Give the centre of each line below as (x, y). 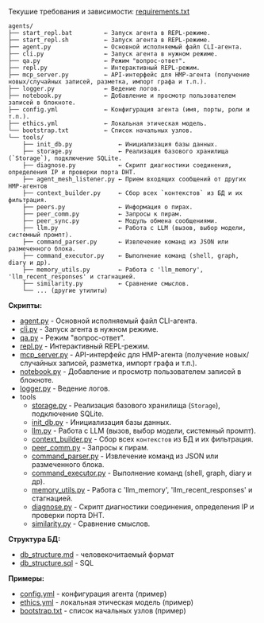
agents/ (21, 26)
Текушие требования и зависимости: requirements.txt (99, 12)
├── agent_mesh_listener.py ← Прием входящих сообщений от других (134, 179)
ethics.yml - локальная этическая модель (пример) (107, 602)
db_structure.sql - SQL (57, 563)
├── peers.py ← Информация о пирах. (108, 207)
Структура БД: (34, 539)
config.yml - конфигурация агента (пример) (93, 594)
